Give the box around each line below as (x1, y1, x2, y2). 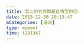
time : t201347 (6, 30, 41, 36)
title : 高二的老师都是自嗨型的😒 (6, 8, 78, 15)
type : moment (6, 25, 38, 31)
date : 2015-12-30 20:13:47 (6, 14, 73, 20)
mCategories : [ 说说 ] (6, 19, 55, 25)
